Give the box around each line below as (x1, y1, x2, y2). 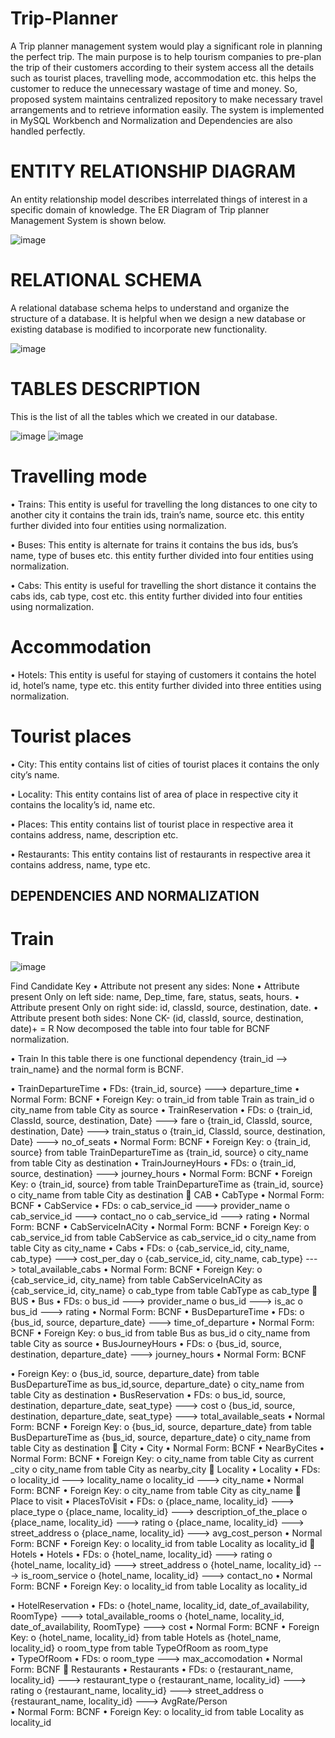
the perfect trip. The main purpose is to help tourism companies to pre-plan (10, 50, 322, 62)
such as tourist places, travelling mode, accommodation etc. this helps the (10, 72, 317, 84)
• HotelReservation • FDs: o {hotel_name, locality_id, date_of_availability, (10, 1599, 310, 1611)
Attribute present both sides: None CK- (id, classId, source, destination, (10, 1012, 304, 1024)
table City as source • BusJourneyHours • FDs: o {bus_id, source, (10, 1337, 282, 1349)
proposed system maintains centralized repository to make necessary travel (10, 93, 323, 105)
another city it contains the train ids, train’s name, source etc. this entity (10, 508, 305, 521)
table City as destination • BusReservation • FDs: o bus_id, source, (10, 1388, 286, 1401)
